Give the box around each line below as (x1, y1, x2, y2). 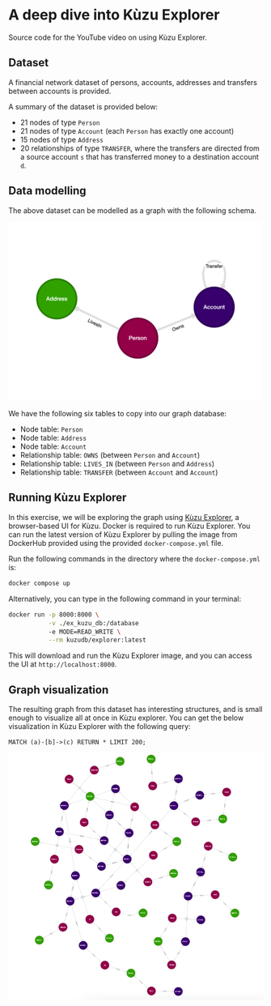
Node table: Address (19, 433, 87, 443)
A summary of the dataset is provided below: (8, 101, 159, 111)
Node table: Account (19, 441, 87, 451)
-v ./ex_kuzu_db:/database (48, 619, 139, 627)
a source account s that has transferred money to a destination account (19, 151, 259, 161)
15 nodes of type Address (19, 134, 104, 144)
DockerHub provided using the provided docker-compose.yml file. (8, 538, 224, 548)
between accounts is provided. (8, 86, 112, 96)
